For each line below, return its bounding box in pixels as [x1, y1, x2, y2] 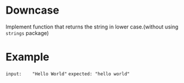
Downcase [5, 4, 60, 17]
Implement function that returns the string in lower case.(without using [5, 23, 179, 30]
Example [5, 50, 49, 64]
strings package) [5, 29, 49, 36]
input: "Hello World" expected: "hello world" [5, 71, 130, 77]
